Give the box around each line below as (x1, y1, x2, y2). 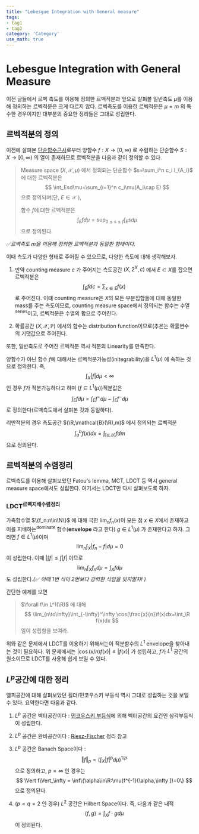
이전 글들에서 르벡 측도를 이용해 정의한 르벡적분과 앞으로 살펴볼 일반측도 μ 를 (6, 95, 182, 102)
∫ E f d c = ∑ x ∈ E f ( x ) (83, 283, 126, 291)
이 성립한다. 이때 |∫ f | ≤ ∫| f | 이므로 (6, 554, 83, 561)
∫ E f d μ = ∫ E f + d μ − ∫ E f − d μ (71, 394, 129, 403)
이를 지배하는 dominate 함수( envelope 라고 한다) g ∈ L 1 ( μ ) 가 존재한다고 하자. (6, 524, 184, 533)
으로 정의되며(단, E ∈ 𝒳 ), (20, 193, 82, 200)
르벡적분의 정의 (6, 129, 59, 140)
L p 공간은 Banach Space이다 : (14, 744, 86, 752)
